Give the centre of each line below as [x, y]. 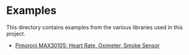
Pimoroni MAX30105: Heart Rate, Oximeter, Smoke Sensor [87, 45]
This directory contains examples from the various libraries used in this [94, 27]
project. [16, 33]
